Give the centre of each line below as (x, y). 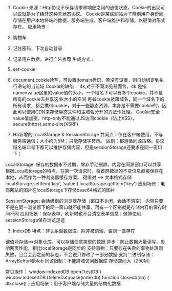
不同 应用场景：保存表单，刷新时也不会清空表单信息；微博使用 (75, 214)
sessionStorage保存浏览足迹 (35, 220)
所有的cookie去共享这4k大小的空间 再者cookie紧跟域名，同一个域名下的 (89, 99)
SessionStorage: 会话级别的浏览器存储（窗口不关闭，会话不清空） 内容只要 (84, 201)
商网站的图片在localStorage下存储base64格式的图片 (60, 190)
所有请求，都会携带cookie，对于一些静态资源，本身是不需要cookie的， (87, 105)
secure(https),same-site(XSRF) (45, 124)
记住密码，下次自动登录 (37, 48)
